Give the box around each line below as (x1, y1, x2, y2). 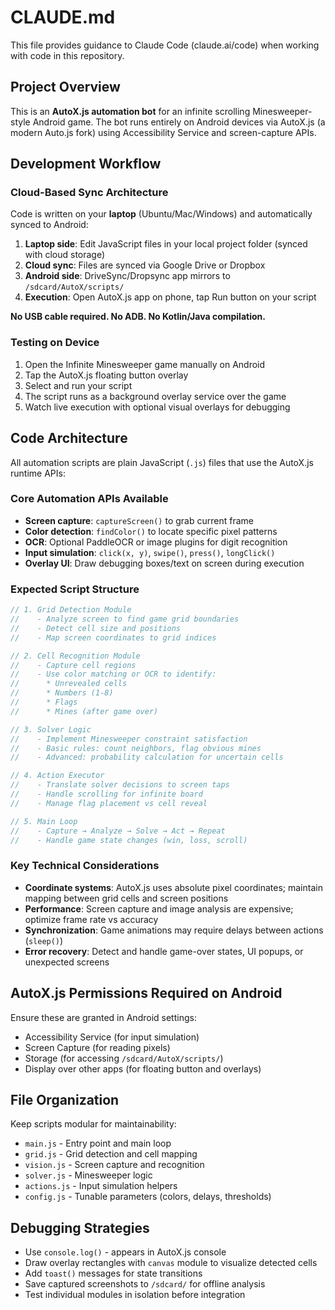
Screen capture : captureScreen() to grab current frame (24, 514, 254, 526)
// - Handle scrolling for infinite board (10, 789, 203, 800)
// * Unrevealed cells (10, 679, 128, 689)
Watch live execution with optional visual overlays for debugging (24, 401, 291, 413)
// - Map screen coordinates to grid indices (10, 632, 217, 643)
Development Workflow (10, 156, 162, 173)
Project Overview (10, 79, 121, 96)
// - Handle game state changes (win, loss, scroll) (10, 835, 248, 845)
